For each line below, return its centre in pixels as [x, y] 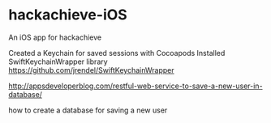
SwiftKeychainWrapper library [58, 61]
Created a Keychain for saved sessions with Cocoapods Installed [117, 53]
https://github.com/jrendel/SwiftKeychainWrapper [91, 70]
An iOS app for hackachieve [55, 37]
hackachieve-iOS [68, 15]
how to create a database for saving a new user [88, 110]
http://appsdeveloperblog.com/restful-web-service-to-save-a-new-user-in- [135, 86]
